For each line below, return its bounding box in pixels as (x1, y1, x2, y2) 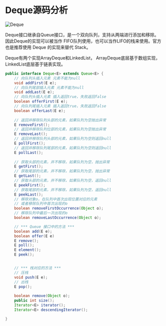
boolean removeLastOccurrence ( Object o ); (14, 215, 101, 220)
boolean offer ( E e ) (14, 233, 55, 238)
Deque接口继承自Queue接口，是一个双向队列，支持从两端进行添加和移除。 (5, 31, 159, 37)
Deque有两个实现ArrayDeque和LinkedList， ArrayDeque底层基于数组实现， (5, 54, 161, 60)
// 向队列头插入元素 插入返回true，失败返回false (14, 94, 106, 99)
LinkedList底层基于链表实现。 (5, 61, 66, 67)
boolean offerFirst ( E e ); (14, 99, 68, 104)
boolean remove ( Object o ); (14, 293, 70, 298)
